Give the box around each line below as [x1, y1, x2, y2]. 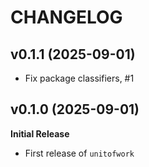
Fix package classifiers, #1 [24, 72, 135, 84]
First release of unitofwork [24, 147, 135, 159]
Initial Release [10, 127, 70, 140]
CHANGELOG [10, 6, 123, 29]
